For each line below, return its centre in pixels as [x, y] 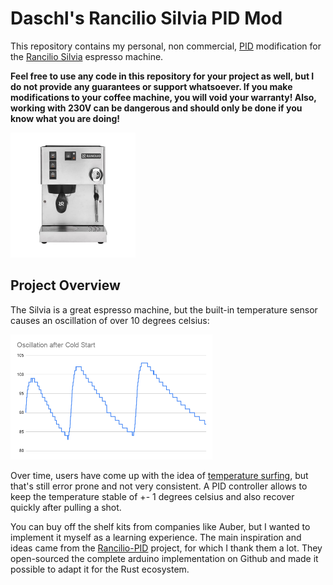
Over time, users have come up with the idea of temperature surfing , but [159, 475]
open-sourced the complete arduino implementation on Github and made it [164, 558]
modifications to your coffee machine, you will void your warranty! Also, [163, 97]
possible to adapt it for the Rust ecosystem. [100, 569]
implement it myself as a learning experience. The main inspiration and [156, 537]
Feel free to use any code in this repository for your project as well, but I [162, 76]
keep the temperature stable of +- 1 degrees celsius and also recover [152, 496]
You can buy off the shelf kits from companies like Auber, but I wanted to [160, 526]
